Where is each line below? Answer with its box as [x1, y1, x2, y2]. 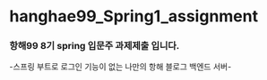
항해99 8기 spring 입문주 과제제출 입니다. [9, 40, 180, 52]
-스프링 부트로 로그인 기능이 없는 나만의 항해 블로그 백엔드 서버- [9, 61, 232, 72]
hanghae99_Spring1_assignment [9, 6, 258, 27]
